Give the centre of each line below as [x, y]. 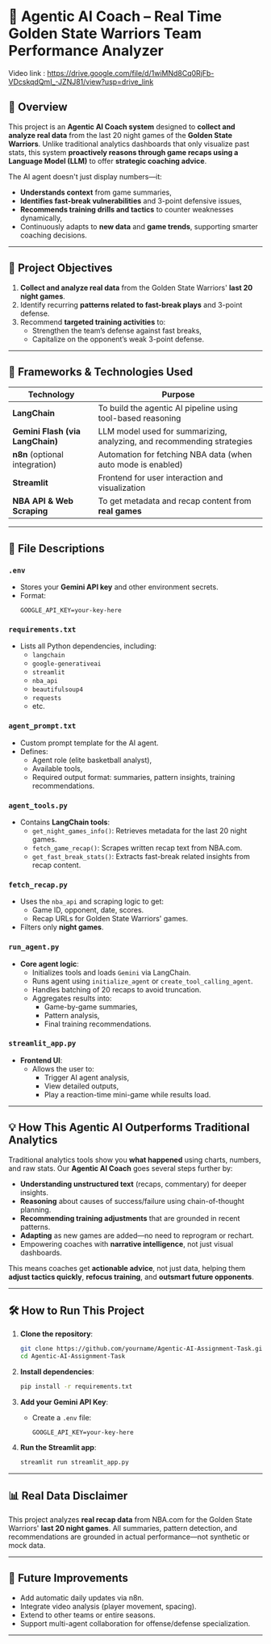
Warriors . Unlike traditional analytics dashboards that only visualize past [129, 144]
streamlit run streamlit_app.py [74, 1462]
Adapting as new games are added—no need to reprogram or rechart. [137, 1235]
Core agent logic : [49, 963]
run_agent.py [34, 947]
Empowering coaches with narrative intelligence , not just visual [127, 1243]
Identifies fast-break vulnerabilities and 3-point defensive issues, [131, 200]
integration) [34, 465]
